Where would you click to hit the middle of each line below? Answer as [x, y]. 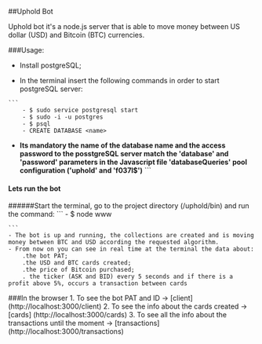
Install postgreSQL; [50, 65]
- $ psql [36, 124]
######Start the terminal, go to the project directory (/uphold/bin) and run [129, 206]
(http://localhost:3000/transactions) [66, 331]
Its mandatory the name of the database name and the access [122, 145]
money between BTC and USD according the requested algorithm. [114, 243]
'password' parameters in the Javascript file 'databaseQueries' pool [133, 162]
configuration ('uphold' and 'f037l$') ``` [85, 170]
